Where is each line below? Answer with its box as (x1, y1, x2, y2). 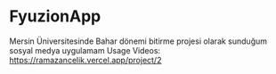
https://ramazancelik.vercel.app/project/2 (9, 54, 162, 65)
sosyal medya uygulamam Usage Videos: (9, 45, 161, 55)
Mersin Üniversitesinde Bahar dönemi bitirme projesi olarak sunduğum (9, 36, 268, 46)
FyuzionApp (9, 6, 101, 27)
